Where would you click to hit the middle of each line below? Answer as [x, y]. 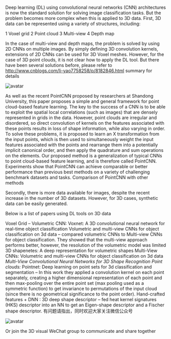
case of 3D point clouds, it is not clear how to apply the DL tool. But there [82, 60]
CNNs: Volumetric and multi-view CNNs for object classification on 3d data [84, 256]
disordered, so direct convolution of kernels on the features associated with [85, 123]
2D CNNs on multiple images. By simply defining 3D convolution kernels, [82, 49]
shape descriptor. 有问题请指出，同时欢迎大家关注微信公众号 [69, 311]
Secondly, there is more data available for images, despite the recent [78, 193]
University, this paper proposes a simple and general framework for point [82, 101]
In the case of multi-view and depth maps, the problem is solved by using [82, 43]
